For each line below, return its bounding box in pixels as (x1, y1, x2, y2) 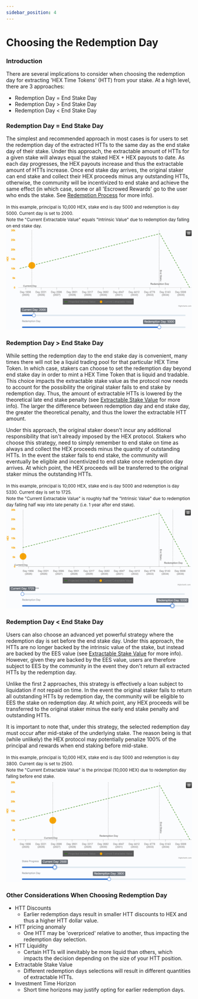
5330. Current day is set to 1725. (6, 489, 72, 495)
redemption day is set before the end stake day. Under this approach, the (6, 637, 184, 644)
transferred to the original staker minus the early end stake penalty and (6, 705, 179, 713)
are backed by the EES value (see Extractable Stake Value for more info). (6, 650, 183, 657)
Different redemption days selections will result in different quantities (23, 968, 191, 975)
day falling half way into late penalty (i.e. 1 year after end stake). (6, 502, 136, 508)
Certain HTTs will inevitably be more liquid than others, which (23, 949, 173, 956)
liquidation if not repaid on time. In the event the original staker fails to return (6, 687, 192, 694)
